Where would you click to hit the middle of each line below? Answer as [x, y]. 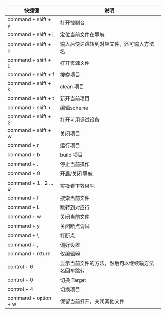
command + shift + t [31, 98]
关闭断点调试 [75, 226]
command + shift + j [31, 34]
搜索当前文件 [75, 198]
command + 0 [24, 173]
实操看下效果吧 [77, 186]
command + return [29, 254]
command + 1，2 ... [30, 183]
